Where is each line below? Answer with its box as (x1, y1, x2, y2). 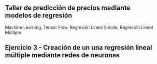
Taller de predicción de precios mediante (5, 4, 130, 12)
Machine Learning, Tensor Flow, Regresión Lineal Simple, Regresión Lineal (5, 24, 153, 30)
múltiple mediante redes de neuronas (5, 51, 120, 60)
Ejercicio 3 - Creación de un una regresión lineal (5, 44, 152, 52)
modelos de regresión (5, 12, 72, 20)
